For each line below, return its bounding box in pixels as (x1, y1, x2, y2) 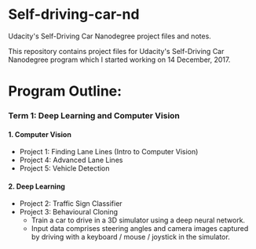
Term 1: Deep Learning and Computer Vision (8, 110, 181, 121)
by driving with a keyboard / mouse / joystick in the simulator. (31, 233, 230, 242)
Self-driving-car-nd (8, 5, 140, 23)
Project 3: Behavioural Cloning (19, 207, 119, 217)
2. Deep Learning (8, 182, 65, 191)
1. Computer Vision (8, 129, 72, 139)
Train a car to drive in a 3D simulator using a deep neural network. (31, 215, 246, 225)
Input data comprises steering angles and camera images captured (31, 224, 249, 233)
